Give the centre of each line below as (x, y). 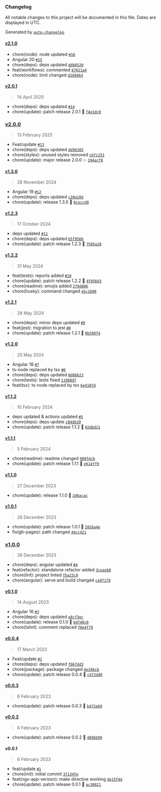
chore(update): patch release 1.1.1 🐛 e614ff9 (55, 464)
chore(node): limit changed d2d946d (47, 75)
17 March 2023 (32, 649)
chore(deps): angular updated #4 (45, 564)
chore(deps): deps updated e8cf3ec (48, 617)
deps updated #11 (30, 233)
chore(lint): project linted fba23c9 (45, 575)
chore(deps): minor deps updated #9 (49, 322)
